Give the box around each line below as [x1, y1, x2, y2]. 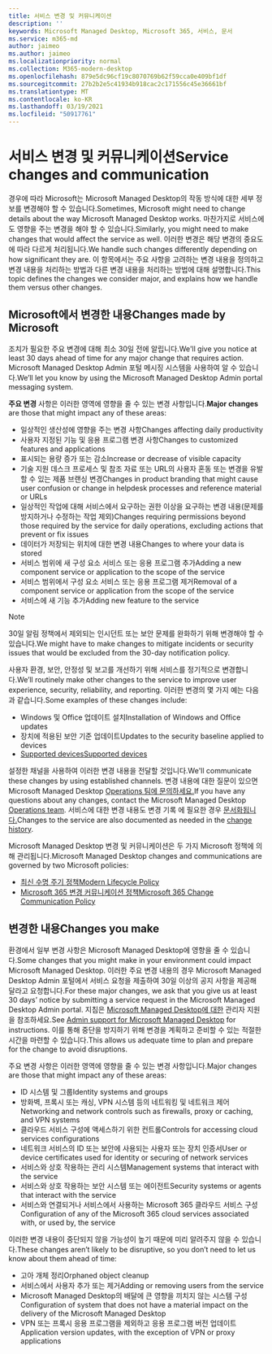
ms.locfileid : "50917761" [8, 111, 96, 119]
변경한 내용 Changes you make [8, 922, 160, 936]
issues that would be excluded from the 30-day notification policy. [8, 647, 230, 657]
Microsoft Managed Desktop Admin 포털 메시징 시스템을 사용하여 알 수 [8, 363, 238, 372]
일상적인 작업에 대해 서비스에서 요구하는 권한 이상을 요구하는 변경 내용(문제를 [19, 501, 264, 511]
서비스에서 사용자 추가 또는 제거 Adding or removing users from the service [19, 1280, 264, 1290]
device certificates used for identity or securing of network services [19, 1152, 248, 1162]
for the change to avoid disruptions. [8, 1044, 128, 1054]
